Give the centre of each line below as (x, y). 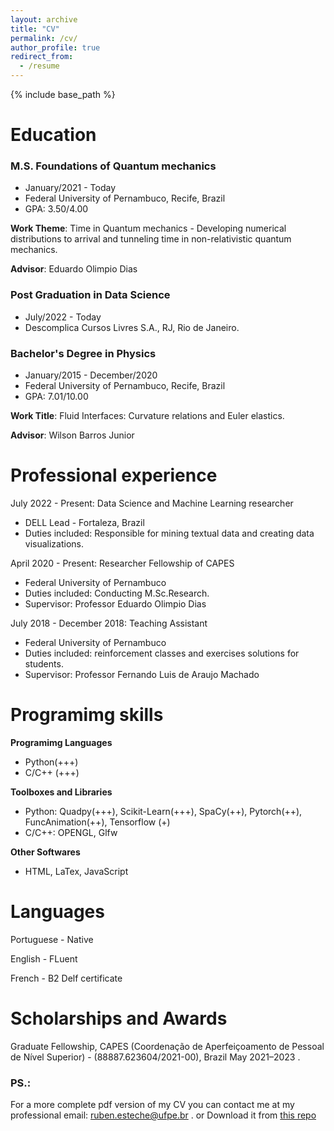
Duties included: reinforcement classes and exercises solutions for (162, 653)
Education (53, 135)
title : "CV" (35, 29)
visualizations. (54, 544)
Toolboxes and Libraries (61, 792)
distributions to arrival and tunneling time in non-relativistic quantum (151, 239)
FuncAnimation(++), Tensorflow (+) (97, 822)
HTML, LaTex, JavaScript (76, 871)
